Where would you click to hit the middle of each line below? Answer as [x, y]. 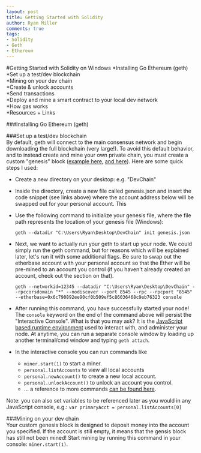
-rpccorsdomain [34, 292]
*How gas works [27, 106]
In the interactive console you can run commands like [81, 352]
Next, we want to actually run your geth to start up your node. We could [103, 244]
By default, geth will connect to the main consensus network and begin [94, 142]
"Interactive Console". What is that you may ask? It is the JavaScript [99, 321]
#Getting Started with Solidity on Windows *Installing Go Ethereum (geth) [97, 68]
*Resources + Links [31, 112]
